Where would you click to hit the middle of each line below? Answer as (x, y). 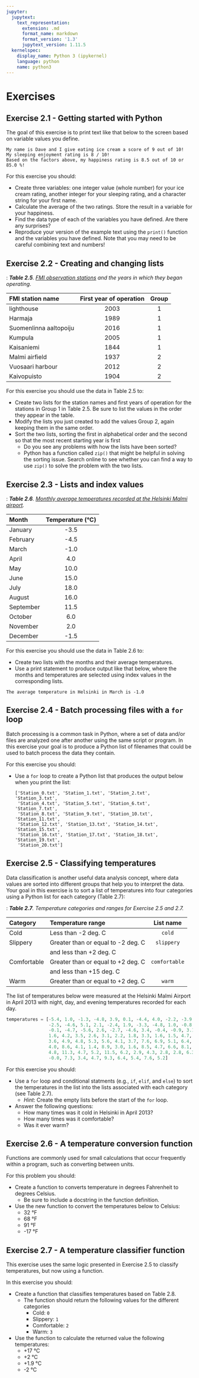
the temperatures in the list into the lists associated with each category (101, 1087)
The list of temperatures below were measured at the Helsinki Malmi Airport (99, 996)
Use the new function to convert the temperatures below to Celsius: (97, 1206)
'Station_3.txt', (36, 798)
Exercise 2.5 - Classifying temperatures (81, 863)
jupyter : (17, 12)
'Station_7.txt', (36, 808)
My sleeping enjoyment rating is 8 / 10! (58, 155)
